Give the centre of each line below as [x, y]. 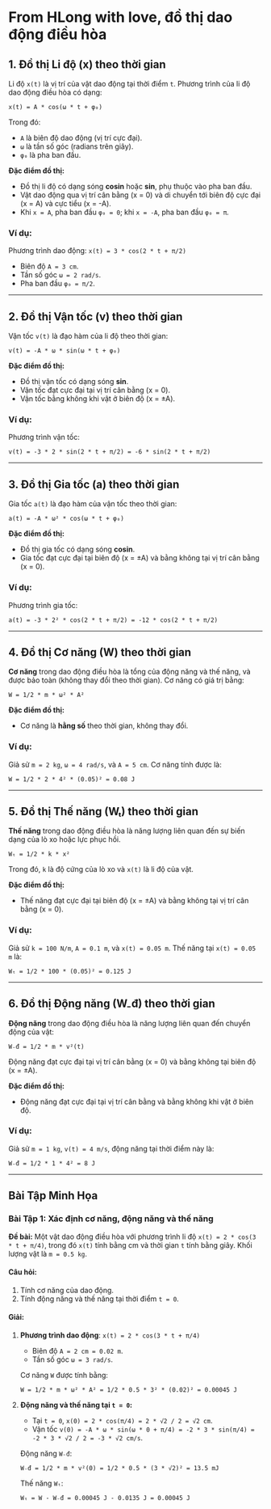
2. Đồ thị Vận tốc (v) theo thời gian [96, 317]
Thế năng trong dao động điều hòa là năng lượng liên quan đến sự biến [127, 831]
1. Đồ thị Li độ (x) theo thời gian [88, 64]
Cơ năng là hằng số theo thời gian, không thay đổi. [104, 726]
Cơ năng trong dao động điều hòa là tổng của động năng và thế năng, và [130, 672]
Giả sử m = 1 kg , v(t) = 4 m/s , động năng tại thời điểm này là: [111, 1148]
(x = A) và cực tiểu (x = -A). [65, 203]
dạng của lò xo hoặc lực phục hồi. [65, 839]
